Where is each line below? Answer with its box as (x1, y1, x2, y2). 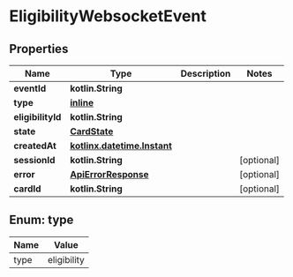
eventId (13, 82, 47, 94)
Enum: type (9, 213, 74, 228)
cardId (13, 183, 41, 195)
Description (180, 68, 231, 79)
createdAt (13, 139, 57, 152)
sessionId (13, 154, 56, 166)
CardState (70, 125, 114, 138)
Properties (9, 41, 69, 56)
